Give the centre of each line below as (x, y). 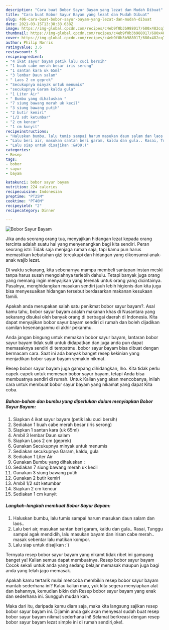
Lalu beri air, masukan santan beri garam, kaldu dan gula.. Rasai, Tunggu (88, 529)
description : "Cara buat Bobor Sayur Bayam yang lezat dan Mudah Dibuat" (84, 10)
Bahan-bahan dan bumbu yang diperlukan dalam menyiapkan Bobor (79, 401)
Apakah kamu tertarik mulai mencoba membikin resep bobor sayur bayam (82, 580)
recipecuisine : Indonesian (34, 192)
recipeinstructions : (27, 131)
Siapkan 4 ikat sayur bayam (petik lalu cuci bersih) (65, 419)
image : (13, 29)
